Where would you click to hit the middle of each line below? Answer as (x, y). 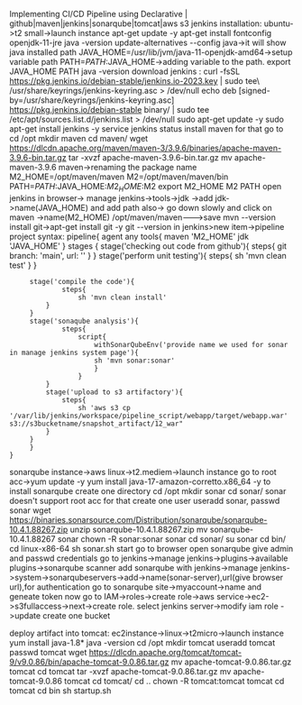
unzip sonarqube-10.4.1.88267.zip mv (139, 529)
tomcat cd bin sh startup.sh (60, 691)
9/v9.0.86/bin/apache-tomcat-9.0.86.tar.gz (89, 662)
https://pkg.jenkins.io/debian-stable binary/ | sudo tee (110, 110)
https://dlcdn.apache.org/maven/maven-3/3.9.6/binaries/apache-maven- (146, 148)
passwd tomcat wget (48, 652)
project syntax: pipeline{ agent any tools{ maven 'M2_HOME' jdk (129, 236)
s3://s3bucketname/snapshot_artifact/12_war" (96, 424)
